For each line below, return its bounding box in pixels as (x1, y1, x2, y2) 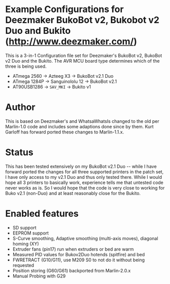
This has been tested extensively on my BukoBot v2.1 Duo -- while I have (5, 163, 157, 169)
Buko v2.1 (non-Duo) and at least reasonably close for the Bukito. (5, 190, 141, 196)
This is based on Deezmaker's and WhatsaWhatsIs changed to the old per (5, 118, 159, 124)
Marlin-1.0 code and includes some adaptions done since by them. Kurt (5, 123, 154, 129)
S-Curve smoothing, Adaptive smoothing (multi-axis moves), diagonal (12, 235, 158, 241)
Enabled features (5, 208, 79, 219)
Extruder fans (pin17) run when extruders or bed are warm (12, 246, 134, 252)
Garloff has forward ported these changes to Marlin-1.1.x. (5, 129, 124, 135)
